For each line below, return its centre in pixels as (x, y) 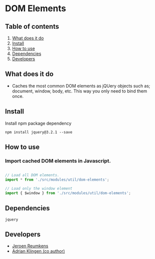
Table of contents (32, 27)
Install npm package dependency (38, 123)
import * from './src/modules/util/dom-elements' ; (57, 180)
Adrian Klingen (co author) (39, 251)
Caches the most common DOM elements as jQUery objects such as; (81, 86)
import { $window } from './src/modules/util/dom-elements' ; (68, 193)
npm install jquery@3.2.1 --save (39, 132)
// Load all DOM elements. (32, 175)
